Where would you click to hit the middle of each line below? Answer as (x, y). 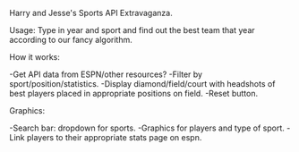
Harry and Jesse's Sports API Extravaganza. (91, 13)
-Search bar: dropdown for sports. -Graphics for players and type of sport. (147, 128)
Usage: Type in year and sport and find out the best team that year (132, 30)
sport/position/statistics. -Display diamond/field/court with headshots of (142, 84)
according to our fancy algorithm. (71, 40)
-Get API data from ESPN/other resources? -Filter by (106, 74)
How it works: (35, 57)
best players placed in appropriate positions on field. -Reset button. (133, 93)
